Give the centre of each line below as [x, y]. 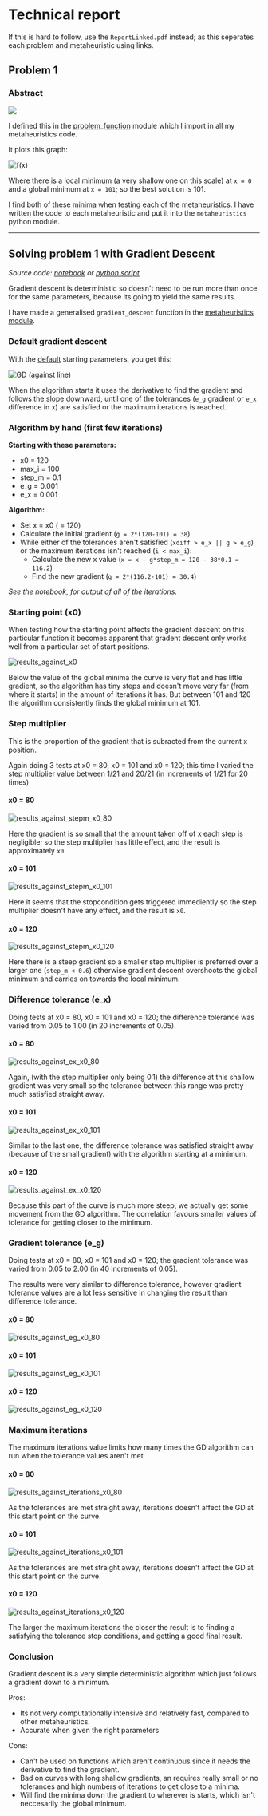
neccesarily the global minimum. [73, 1804]
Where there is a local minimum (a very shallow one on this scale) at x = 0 [130, 180]
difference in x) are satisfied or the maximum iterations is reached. [117, 407]
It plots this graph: [38, 149]
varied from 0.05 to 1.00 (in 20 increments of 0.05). [93, 1025]
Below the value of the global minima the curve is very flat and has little [126, 678]
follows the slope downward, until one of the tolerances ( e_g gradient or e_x [132, 398]
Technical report [64, 15]
